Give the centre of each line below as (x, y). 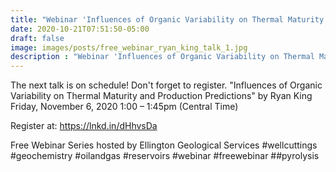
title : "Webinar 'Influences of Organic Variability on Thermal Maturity (167, 19)
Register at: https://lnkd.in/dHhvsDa (84, 126)
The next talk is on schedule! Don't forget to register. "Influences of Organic (166, 85)
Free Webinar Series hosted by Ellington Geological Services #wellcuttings (164, 145)
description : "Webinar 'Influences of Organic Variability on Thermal (162, 57)
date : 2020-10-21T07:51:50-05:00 (80, 29)
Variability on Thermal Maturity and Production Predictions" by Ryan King (161, 96)
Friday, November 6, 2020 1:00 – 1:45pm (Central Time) (124, 107)
